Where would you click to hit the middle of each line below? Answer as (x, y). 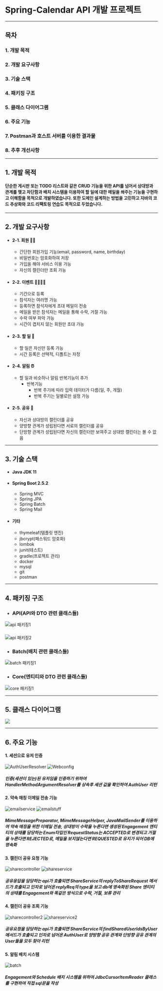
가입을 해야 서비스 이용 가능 (45, 264)
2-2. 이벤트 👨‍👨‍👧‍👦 (29, 282)
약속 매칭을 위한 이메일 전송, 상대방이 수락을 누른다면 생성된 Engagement (79, 827)
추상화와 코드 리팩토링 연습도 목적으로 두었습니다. (56, 204)
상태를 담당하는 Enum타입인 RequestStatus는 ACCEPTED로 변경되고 (80, 833)
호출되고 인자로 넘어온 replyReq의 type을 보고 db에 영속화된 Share (78, 887)
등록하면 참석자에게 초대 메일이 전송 (53, 306)
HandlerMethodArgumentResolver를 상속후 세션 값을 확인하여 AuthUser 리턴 (81, 785)
